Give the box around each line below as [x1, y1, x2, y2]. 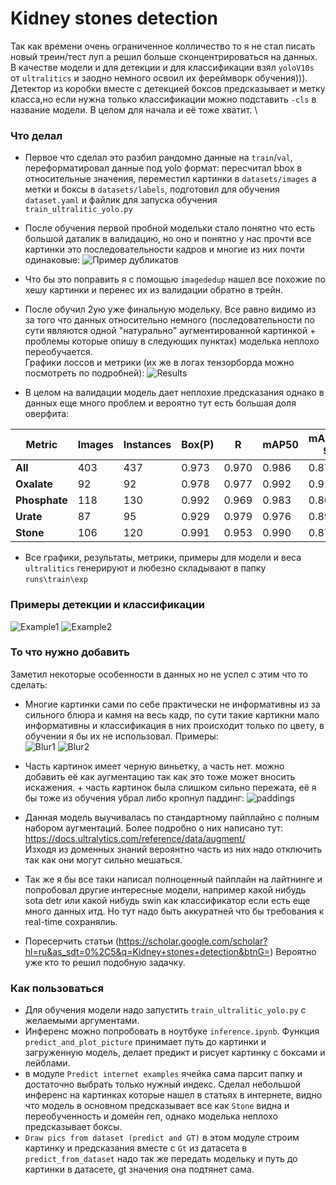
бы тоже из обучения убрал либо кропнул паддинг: [24, 792, 245, 804]
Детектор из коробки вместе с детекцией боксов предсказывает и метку [10, 82, 326, 94]
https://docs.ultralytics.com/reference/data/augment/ [24, 832, 246, 844]
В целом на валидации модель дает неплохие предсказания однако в [24, 387, 325, 399]
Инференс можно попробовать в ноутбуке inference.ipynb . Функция [24, 1025, 320, 1037]
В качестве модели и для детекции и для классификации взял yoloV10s [10, 61, 315, 73]
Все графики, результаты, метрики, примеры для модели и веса [24, 552, 302, 564]
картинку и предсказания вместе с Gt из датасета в [24, 1142, 248, 1154]
